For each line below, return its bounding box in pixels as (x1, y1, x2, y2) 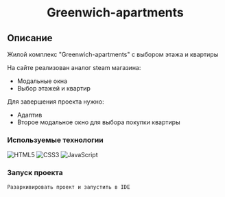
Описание (7, 32, 53, 44)
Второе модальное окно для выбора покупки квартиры (16, 118, 180, 126)
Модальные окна (16, 77, 67, 85)
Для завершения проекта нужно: (7, 97, 104, 106)
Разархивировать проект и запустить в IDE (7, 183, 130, 190)
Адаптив (16, 111, 43, 119)
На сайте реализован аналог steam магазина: (7, 64, 141, 71)
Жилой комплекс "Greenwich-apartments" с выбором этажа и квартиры (7, 50, 219, 58)
